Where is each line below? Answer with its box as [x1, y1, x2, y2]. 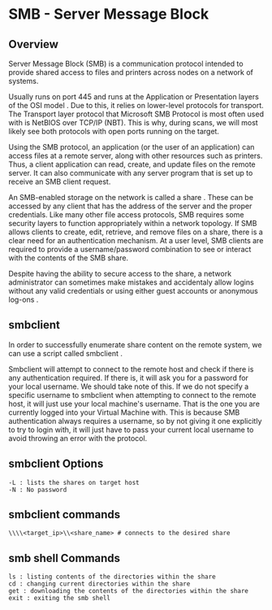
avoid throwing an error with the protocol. [8, 433, 148, 443]
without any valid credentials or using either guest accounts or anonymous [8, 286, 258, 295]
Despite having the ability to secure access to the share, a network [8, 269, 232, 278]
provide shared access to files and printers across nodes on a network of [8, 68, 253, 77]
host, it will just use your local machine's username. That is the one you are [8, 399, 260, 408]
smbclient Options [8, 457, 104, 471]
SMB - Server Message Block [8, 5, 209, 24]
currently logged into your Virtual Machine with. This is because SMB [8, 407, 240, 417]
